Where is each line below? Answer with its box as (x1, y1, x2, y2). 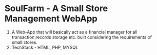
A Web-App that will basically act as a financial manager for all (11, 29, 137, 35)
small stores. (11, 39, 38, 45)
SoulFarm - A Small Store (4, 3, 108, 14)
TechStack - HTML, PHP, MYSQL (11, 44, 78, 50)
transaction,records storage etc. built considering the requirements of (11, 34, 152, 40)
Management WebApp (4, 13, 98, 24)
